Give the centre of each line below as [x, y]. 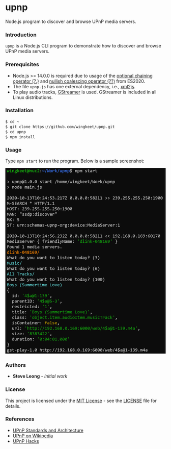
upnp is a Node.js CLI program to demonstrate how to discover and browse [83, 46]
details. [13, 406]
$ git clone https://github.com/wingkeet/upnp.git [60, 127]
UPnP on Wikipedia [33, 436]
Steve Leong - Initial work [40, 376]
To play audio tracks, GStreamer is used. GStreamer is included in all [84, 92]
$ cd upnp [16, 132]
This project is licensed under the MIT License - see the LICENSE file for [81, 401]
